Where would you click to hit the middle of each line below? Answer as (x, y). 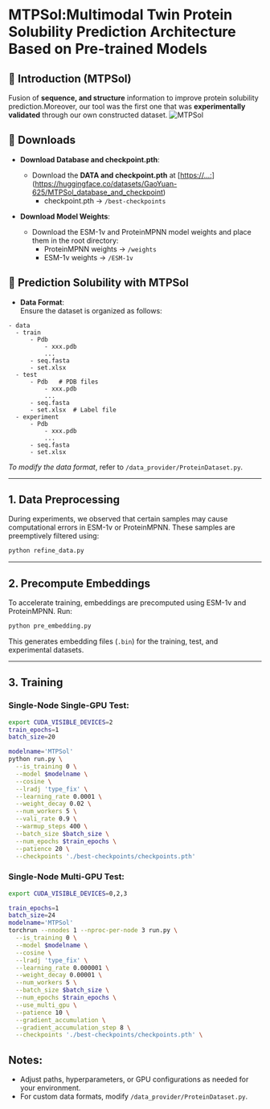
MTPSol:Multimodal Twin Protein (121, 15)
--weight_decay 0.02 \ (53, 804)
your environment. (50, 1088)
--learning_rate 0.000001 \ (63, 968)
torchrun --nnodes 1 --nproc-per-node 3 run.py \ (93, 931)
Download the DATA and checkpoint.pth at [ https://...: (122, 175)
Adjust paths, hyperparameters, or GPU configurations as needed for (134, 1079)
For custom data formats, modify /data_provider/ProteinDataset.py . (134, 1097)
